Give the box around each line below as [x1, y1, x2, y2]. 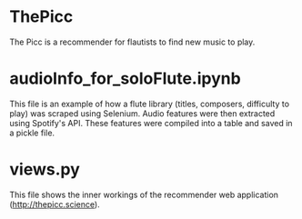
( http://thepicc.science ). [9, 198, 100, 210]
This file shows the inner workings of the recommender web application [9, 189, 279, 200]
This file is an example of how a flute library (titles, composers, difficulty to [9, 98, 289, 109]
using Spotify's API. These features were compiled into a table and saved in [9, 117, 293, 128]
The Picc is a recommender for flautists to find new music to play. [9, 36, 256, 47]
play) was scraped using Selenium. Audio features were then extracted [9, 107, 276, 119]
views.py [9, 159, 80, 180]
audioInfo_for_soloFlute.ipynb [9, 68, 241, 89]
